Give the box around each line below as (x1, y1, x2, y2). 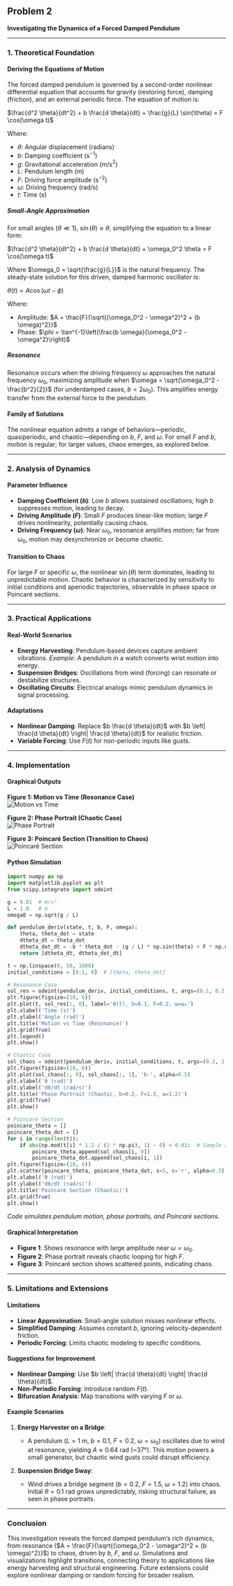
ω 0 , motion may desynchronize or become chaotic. (17, 535, 164, 545)
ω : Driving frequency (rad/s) (17, 183, 98, 191)
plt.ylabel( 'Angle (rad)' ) (7, 1013, 85, 1020)
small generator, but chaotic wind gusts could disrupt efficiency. (27, 1453, 212, 1461)
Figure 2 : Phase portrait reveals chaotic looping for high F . (17, 1252, 184, 1261)
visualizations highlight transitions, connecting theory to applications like (7, 1556, 215, 1565)
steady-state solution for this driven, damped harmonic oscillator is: (7, 273, 200, 281)
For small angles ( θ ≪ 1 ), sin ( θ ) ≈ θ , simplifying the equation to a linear (7, 223, 212, 232)
